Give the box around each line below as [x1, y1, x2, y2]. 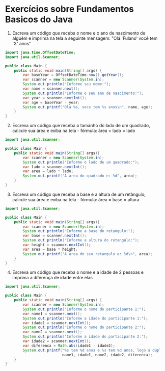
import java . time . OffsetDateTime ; [5, 50, 76, 55]
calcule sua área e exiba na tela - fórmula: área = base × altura [12, 196, 139, 202]
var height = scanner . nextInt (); [23, 242, 91, 247]
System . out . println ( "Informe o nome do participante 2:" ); [23, 325, 146, 330]
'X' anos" [12, 40, 31, 46]
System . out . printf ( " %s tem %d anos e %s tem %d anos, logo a [23, 347, 151, 353]
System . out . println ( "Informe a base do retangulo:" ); [23, 229, 135, 234]
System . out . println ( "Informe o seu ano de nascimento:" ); [23, 91, 144, 96]
